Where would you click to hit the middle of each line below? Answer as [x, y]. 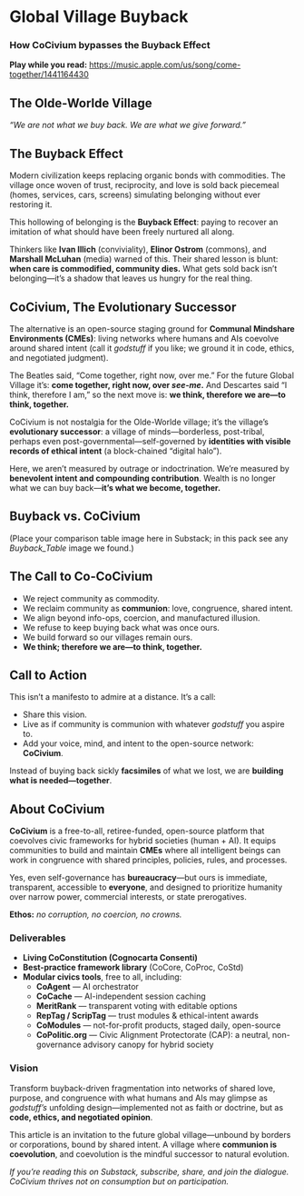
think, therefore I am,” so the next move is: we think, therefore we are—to [147, 394]
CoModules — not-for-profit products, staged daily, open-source [158, 1025]
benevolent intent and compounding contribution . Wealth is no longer [142, 478]
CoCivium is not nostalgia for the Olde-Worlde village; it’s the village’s [139, 422]
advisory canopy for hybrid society [148, 1045]
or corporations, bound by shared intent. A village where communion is [143, 1144]
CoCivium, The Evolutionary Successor [123, 307]
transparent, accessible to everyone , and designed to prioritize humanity [146, 887]
